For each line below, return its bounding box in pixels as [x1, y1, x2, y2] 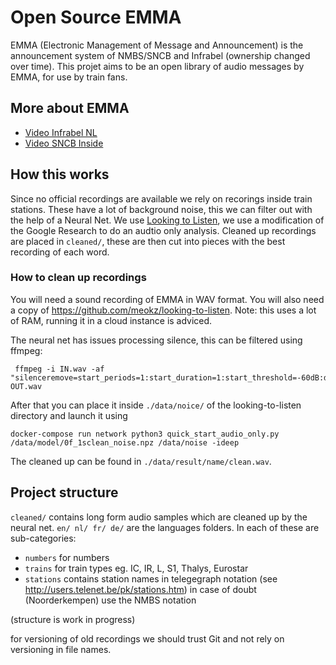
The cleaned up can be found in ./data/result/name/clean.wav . [10, 455, 272, 467]
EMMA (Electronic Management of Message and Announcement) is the [10, 39, 304, 51]
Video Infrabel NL [24, 126, 98, 138]
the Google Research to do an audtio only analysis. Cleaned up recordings [10, 224, 317, 236]
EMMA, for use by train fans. [10, 71, 128, 83]
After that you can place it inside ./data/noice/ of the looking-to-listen [10, 399, 302, 411]
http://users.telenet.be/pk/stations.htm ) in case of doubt [24, 583, 257, 595]
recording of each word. [10, 246, 110, 258]
